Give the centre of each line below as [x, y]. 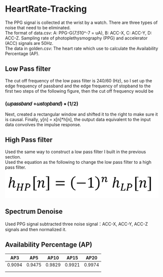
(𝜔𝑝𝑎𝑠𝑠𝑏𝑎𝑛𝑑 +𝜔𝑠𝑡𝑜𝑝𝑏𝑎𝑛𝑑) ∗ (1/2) [42, 103]
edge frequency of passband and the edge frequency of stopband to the [78, 86]
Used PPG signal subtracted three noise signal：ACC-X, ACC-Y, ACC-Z [77, 224]
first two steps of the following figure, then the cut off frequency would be [79, 91]
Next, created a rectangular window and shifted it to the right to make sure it [81, 114]
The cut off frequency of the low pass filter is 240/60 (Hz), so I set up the [79, 80]
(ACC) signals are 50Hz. [29, 43]
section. [13, 157]
